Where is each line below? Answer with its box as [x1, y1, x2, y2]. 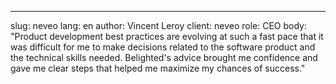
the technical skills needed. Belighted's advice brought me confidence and [10, 52, 318, 63]
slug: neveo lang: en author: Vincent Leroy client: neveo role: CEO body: [10, 20, 308, 31]
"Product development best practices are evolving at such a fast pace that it [10, 31, 324, 42]
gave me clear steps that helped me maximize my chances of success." [10, 62, 306, 74]
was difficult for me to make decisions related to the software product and [10, 41, 316, 53]
